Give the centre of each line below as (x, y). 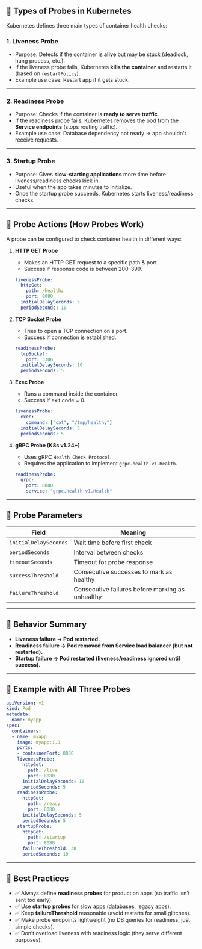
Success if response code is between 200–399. (83, 269)
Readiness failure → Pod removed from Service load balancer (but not (104, 646)
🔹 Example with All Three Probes (68, 689)
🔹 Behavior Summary (47, 625)
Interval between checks (109, 552)
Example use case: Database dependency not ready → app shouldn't (100, 134)
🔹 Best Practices (38, 879)
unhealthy (88, 597)
